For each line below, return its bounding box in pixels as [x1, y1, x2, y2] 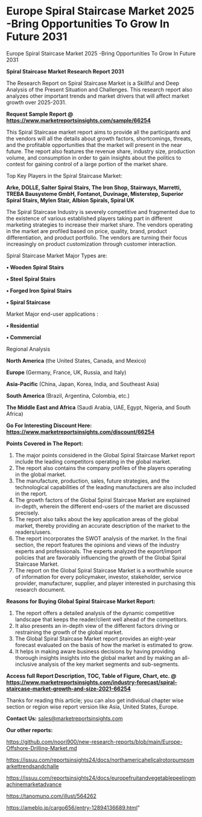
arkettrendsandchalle [6, 762, 59, 769]
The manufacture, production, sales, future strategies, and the [14, 477, 170, 484]
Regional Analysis [6, 345, 51, 352]
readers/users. [14, 528, 52, 536]
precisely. [14, 509, 40, 516]
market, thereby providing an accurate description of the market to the [14, 522, 191, 529]
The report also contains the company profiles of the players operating [14, 464, 191, 471]
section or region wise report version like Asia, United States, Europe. [6, 703, 179, 710]
